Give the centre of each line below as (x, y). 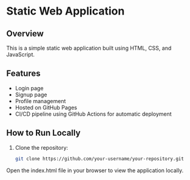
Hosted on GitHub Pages (46, 107)
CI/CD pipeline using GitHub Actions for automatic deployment (93, 114)
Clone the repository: (42, 147)
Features (23, 74)
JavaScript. (21, 55)
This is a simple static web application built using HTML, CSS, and (89, 48)
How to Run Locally (43, 133)
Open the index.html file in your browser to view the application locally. (95, 170)
